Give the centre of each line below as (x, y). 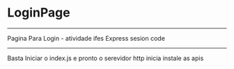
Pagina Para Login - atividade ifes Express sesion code (86, 38)
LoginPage (39, 13)
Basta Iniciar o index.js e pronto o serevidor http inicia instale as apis (106, 58)
